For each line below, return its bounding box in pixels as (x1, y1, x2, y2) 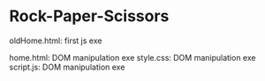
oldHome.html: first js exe (9, 35, 102, 46)
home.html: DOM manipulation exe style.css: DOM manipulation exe (9, 52, 256, 63)
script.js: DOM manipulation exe (9, 62, 125, 72)
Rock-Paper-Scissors (9, 6, 170, 26)
